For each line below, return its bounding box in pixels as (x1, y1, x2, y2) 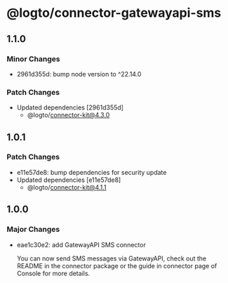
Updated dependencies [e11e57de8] (16, 176, 121, 184)
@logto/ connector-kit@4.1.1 (27, 183, 107, 191)
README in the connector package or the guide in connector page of (16, 261, 217, 270)
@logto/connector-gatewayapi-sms (6, 5, 222, 21)
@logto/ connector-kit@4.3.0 (27, 111, 110, 119)
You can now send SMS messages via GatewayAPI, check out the (16, 254, 207, 263)
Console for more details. (16, 269, 90, 277)
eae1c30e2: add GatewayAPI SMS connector (16, 240, 147, 249)
